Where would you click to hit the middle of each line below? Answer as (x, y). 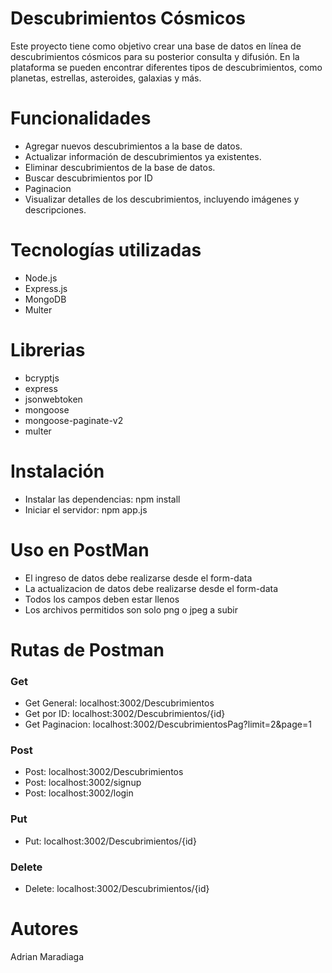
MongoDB (45, 299)
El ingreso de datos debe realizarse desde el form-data (138, 578)
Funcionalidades (81, 118)
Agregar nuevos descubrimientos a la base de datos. (133, 146)
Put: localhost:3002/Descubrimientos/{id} (110, 841)
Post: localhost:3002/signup (83, 783)
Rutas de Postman (87, 649)
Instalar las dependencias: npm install (102, 499)
